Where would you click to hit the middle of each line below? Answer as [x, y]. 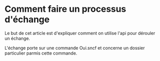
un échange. [17, 38]
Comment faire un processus [65, 9]
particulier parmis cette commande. [41, 53]
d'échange [27, 19]
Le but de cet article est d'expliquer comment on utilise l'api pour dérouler [80, 33]
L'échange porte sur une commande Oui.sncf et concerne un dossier [75, 48]
